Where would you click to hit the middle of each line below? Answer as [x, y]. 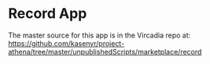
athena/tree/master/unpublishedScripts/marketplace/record [105, 52]
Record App [48, 14]
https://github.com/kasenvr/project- [66, 43]
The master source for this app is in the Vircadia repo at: [99, 35]
